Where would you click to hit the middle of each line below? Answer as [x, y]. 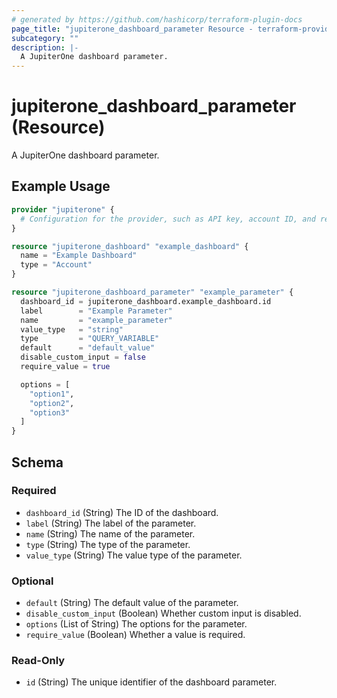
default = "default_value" [88, 348]
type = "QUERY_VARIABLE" [90, 339]
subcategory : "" [45, 38]
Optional [32, 581]
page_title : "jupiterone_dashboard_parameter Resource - [132, 29]
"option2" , [52, 403]
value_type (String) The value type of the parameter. [134, 555]
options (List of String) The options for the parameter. [136, 624]
